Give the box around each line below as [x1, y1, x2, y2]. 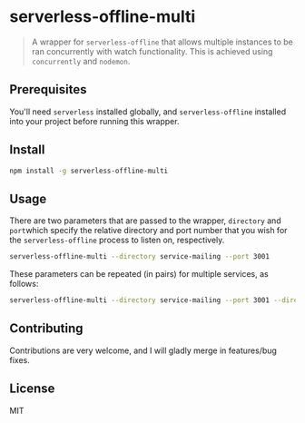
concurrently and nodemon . [31, 55, 131, 66]
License [9, 381, 55, 397]
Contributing [9, 320, 84, 337]
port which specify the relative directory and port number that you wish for [9, 225, 288, 236]
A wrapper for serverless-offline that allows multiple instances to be [31, 36, 293, 47]
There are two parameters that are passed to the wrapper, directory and [9, 215, 281, 226]
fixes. [9, 354, 30, 365]
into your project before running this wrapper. [9, 115, 180, 126]
